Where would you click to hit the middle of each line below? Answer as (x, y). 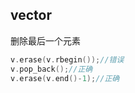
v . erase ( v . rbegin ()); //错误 (67, 59)
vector (31, 15)
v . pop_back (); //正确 (51, 69)
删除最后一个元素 (45, 40)
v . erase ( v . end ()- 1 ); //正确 (65, 78)
